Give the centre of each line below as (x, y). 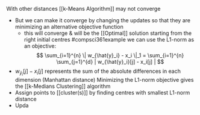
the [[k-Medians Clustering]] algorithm (63, 86)
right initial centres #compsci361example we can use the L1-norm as (109, 39)
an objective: (40, 46)
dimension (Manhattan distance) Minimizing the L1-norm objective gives (104, 80)
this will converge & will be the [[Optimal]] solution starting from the (108, 33)
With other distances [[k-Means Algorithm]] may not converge (83, 9)
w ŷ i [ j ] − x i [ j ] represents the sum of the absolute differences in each (98, 72)
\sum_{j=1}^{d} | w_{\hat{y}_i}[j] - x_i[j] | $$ (110, 62)
